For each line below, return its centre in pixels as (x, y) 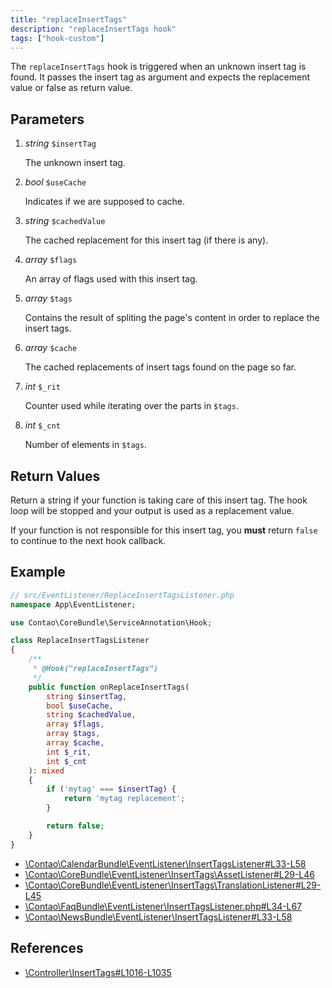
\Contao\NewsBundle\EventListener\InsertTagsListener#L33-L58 (158, 917)
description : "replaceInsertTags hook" (93, 29)
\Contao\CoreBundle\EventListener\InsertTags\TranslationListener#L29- (173, 885)
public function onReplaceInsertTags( (109, 687)
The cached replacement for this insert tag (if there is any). (146, 240)
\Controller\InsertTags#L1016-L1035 (98, 972)
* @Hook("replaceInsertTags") (95, 669)
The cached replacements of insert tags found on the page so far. (160, 367)
